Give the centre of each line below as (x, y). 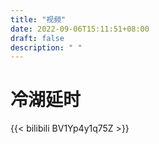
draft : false (37, 38)
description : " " (46, 47)
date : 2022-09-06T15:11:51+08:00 (80, 29)
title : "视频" (38, 19)
